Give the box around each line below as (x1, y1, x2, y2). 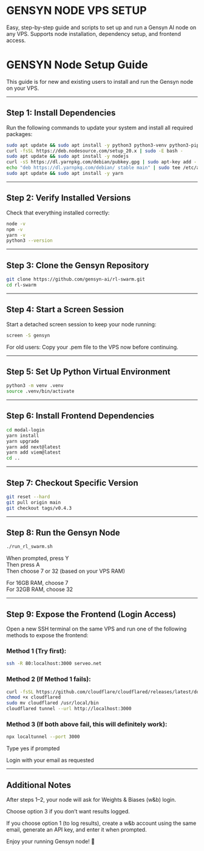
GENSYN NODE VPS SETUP (6, 4, 147, 18)
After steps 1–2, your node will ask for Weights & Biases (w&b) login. (6, 796, 177, 804)
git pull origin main (6, 499, 61, 505)
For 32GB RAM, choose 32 (6, 586, 73, 593)
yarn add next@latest (6, 444, 61, 450)
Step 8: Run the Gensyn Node (6, 527, 120, 538)
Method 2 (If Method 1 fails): (6, 675, 91, 683)
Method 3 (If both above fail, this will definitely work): (6, 720, 168, 728)
